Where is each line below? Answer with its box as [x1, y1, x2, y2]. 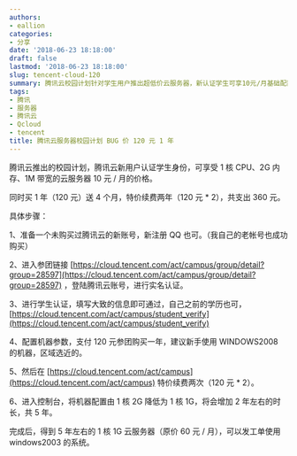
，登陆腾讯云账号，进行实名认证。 [64, 280, 188, 290]
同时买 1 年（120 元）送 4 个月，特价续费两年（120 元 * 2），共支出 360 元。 [9, 191, 286, 202]
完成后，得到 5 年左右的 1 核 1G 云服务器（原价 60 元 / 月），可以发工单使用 [9, 426, 281, 437]
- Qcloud [9, 120, 42, 129]
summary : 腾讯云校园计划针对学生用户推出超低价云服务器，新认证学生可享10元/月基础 [9, 79, 281, 88]
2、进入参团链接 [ [9, 259, 73, 270]
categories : [9, 29, 53, 38]
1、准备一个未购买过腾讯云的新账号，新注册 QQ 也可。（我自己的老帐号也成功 [9, 229, 288, 240]
